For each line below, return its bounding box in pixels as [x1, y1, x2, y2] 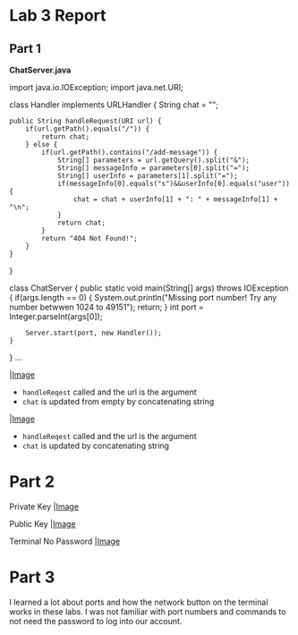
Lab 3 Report [9, 5, 106, 26]
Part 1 [9, 41, 42, 56]
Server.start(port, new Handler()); [25, 328, 163, 337]
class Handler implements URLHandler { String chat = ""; [9, 99, 219, 110]
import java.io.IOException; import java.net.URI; [9, 82, 183, 92]
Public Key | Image [9, 518, 76, 529]
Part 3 [9, 567, 55, 588]
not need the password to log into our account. [9, 615, 183, 626]
